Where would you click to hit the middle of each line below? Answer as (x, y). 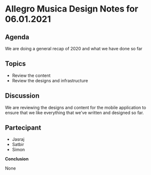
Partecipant (23, 128)
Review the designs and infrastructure (50, 80)
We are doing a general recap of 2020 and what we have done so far (74, 49)
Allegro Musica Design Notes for (72, 9)
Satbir (18, 145)
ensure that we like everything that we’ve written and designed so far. (75, 113)
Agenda (17, 37)
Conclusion (17, 159)
